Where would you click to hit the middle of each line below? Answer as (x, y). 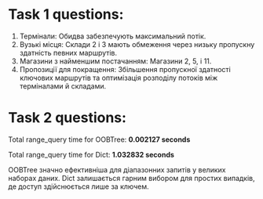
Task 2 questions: (68, 118)
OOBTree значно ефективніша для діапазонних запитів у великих (117, 169)
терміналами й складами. (63, 86)
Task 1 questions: (66, 14)
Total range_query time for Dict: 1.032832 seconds (91, 154)
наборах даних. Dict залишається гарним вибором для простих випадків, (131, 178)
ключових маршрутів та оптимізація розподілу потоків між (119, 78)
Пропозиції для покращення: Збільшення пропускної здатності (125, 69)
